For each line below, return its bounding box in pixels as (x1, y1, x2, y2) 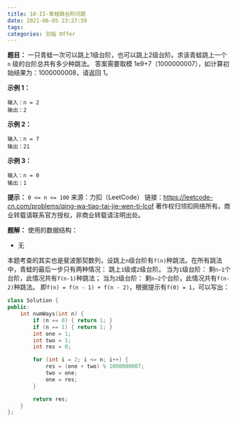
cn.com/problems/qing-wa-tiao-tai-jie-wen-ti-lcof (7, 202, 154, 211)
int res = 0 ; (33, 343, 72, 351)
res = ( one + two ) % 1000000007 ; (45, 363, 144, 370)
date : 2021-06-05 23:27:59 (7, 17, 87, 24)
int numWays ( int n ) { (20, 310, 84, 317)
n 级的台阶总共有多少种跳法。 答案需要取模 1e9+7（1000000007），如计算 (7, 60, 224, 68)
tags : (7, 23, 23, 31)
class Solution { (7, 297, 59, 305)
